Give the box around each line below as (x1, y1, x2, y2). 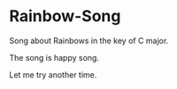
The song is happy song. (9, 52, 100, 63)
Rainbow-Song (9, 6, 121, 26)
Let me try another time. (9, 69, 97, 80)
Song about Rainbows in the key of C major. (9, 35, 169, 46)
